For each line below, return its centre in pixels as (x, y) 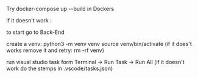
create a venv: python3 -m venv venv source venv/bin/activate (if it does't (99, 44)
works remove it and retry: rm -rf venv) (55, 50)
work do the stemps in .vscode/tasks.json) (60, 68)
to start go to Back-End (36, 32)
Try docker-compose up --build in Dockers (60, 9)
